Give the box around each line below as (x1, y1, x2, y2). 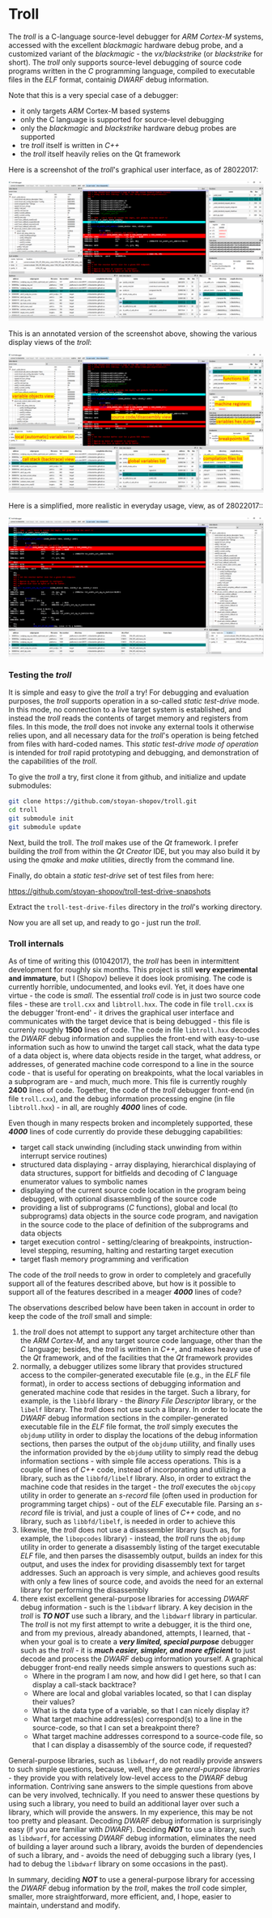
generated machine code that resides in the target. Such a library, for (19, 1387, 251, 1397)
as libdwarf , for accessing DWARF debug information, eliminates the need (8, 1833, 257, 1843)
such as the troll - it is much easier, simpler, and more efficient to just (19, 1645, 256, 1655)
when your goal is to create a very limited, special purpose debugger (19, 1636, 254, 1646)
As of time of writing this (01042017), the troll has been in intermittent (8, 956, 240, 966)
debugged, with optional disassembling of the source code (19, 1193, 217, 1203)
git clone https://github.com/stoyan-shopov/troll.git (8, 797, 198, 806)
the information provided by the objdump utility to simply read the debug (19, 1447, 259, 1457)
